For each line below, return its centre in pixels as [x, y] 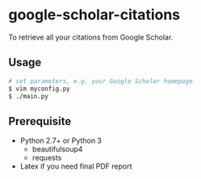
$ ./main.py [28, 96]
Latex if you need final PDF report [76, 166]
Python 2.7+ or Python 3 [61, 141]
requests [47, 158]
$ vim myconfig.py [39, 89]
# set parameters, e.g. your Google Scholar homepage [101, 81]
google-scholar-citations [94, 15]
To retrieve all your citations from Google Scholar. [91, 37]
